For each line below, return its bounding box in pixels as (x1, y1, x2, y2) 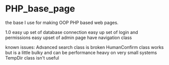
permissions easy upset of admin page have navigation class (5, 34, 132, 40)
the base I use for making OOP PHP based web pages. (5, 19, 119, 25)
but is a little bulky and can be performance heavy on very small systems (5, 49, 157, 55)
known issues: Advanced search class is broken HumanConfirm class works (5, 44, 164, 50)
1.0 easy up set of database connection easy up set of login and (5, 29, 138, 35)
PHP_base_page (5, 3, 75, 14)
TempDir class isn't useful (5, 54, 60, 60)
